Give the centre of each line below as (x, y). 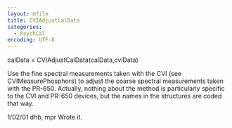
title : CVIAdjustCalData (44, 20)
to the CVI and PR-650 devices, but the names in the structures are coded (115, 96)
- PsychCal (30, 33)
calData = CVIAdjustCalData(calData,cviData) (73, 60)
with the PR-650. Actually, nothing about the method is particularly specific (116, 89)
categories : (25, 27)
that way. (20, 103)
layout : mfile (28, 14)
